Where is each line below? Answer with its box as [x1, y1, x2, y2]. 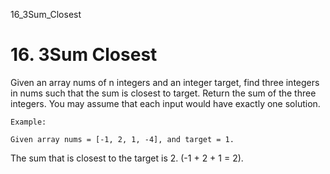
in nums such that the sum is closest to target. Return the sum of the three [10, 87, 317, 99]
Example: [10, 117, 47, 127]
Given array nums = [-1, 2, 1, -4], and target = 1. [10, 134, 235, 144]
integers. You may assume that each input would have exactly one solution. [10, 97, 321, 109]
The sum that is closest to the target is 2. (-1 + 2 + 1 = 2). [10, 152, 244, 164]
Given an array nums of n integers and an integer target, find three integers [10, 76, 320, 88]
